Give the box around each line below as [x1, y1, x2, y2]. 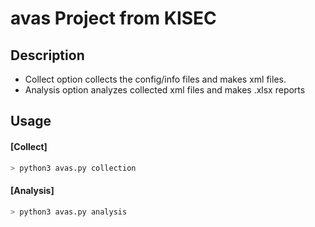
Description [10, 47, 85, 64]
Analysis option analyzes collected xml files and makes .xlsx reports [24, 84, 306, 96]
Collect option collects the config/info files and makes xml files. [24, 73, 287, 85]
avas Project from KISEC [10, 7, 217, 30]
